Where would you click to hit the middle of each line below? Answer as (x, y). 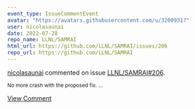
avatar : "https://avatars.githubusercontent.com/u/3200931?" (99, 20)
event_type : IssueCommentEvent (53, 14)
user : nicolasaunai (36, 27)
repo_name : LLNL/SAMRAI (42, 40)
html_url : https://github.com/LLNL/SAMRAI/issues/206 (88, 46)
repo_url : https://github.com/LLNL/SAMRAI (70, 53)
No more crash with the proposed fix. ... (55, 85)
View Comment (29, 98)
